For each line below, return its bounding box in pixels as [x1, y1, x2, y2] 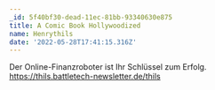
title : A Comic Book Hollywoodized [9, 21, 141, 30]
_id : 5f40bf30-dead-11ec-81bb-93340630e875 [9, 12, 173, 22]
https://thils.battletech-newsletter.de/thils [9, 71, 162, 82]
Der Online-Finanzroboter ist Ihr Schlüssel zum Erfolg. [9, 62, 207, 72]
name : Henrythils [9, 29, 74, 38]
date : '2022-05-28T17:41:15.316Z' [9, 37, 138, 47]
